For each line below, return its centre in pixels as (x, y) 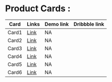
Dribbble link (89, 24)
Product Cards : (38, 9)
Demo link (57, 24)
